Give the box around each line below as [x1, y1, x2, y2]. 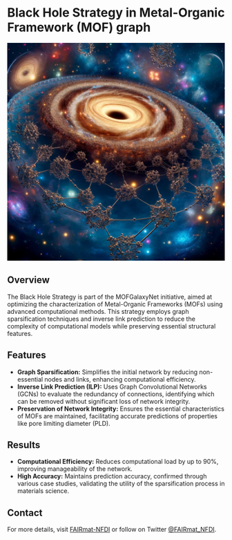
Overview [7, 274, 50, 286]
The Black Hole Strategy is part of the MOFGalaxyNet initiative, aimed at [7, 292, 213, 301]
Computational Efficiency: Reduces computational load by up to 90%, [17, 458, 219, 466]
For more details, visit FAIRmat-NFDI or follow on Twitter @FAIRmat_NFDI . [7, 525, 217, 534]
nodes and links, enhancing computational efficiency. [44, 375, 196, 383]
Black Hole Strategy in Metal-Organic [7, 5, 225, 21]
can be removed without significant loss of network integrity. [17, 397, 191, 405]
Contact [7, 507, 43, 519]
